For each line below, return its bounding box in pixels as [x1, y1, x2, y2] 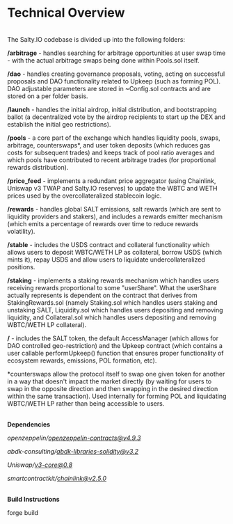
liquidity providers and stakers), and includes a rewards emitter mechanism [7, 212, 223, 221]
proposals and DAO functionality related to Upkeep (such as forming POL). [7, 77, 221, 85]
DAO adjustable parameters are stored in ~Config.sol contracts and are [7, 84, 211, 93]
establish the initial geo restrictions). [7, 120, 111, 128]
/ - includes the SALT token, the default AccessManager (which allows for [7, 334, 219, 342]
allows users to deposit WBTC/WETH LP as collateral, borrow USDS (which [7, 248, 223, 256]
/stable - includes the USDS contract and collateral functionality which [7, 240, 210, 248]
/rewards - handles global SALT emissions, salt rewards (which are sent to [7, 205, 221, 213]
